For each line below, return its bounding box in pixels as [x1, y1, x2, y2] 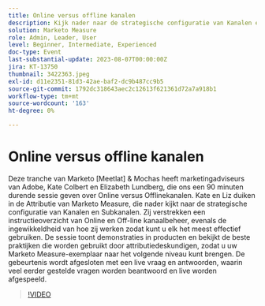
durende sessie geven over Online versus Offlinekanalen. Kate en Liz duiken [8, 190, 256, 200]
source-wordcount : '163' [8, 99, 90, 107]
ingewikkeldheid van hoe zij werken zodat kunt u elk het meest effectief [8, 224, 241, 233]
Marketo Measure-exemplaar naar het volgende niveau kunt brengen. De [8, 249, 245, 259]
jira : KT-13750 [8, 63, 58, 71]
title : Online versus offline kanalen [8, 11, 136, 20]
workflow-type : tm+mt [8, 92, 80, 100]
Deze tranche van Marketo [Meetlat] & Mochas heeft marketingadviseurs [8, 174, 245, 183]
